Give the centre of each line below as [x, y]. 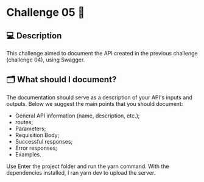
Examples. [28, 154]
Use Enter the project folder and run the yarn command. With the [88, 166]
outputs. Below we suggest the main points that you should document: [95, 103]
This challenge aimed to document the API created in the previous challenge [102, 53]
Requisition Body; [37, 135]
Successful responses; [44, 141]
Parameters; [30, 128]
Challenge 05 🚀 [46, 12]
